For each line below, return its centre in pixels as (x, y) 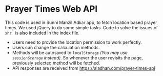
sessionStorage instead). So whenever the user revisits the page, (77, 57)
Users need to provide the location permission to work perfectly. (77, 42)
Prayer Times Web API (51, 9)
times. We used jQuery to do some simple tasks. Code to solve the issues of (81, 27)
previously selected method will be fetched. (56, 63)
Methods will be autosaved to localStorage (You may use (70, 53)
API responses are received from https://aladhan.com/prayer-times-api (83, 68)
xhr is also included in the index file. (42, 33)
